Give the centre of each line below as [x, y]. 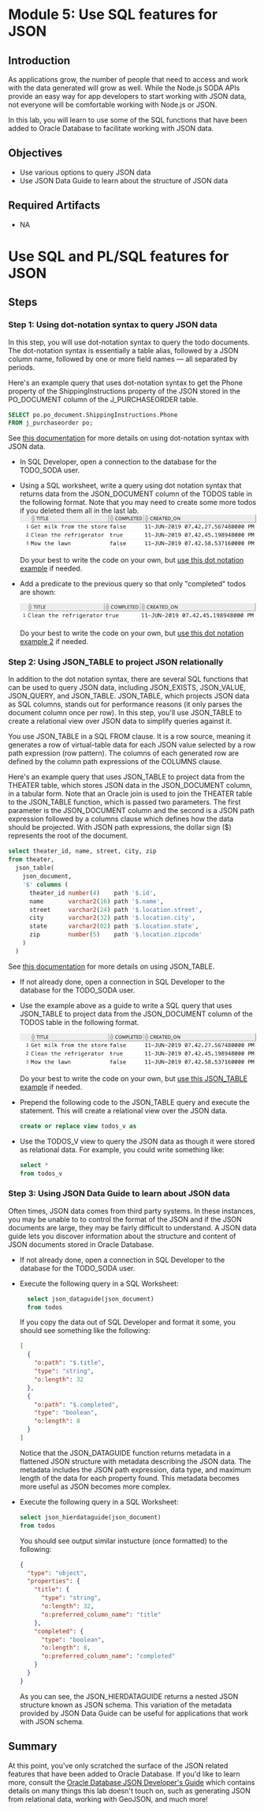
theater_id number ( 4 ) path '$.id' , [93, 893]
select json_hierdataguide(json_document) [90, 1517]
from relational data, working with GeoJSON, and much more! [108, 1799]
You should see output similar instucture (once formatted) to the [124, 1541]
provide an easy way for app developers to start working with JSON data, [127, 96]
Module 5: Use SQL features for [113, 15]
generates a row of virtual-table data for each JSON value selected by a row [132, 745]
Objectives [35, 153]
